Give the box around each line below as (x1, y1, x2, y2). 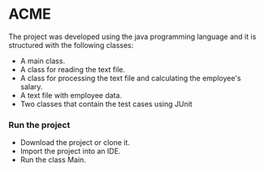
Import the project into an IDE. (19, 147, 121, 156)
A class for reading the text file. (19, 64, 126, 74)
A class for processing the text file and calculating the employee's (19, 73, 241, 83)
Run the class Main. (19, 155, 87, 165)
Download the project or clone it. (19, 138, 130, 147)
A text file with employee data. (19, 90, 123, 100)
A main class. (19, 56, 66, 66)
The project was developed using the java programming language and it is (8, 32, 257, 41)
